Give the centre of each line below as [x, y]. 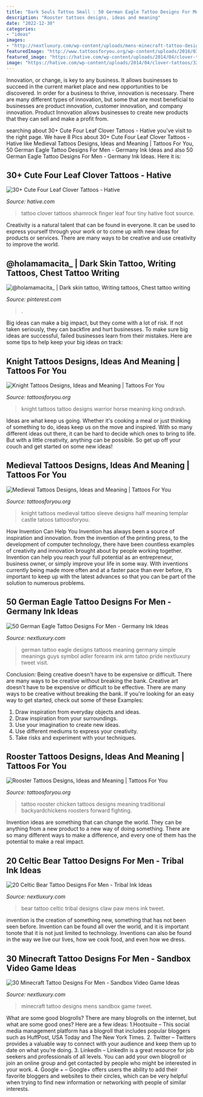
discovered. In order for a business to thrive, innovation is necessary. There [100, 93]
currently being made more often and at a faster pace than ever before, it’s [99, 570]
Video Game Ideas [41, 968]
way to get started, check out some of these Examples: [75, 700]
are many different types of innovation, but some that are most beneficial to [100, 99]
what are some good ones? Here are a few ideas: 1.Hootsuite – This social [98, 1024]
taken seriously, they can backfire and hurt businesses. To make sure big [97, 329]
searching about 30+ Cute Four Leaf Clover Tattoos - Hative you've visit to [99, 130]
